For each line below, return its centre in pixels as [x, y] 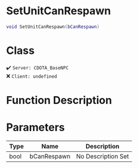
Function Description [59, 100]
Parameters [36, 127]
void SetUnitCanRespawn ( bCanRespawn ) [53, 27]
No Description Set [103, 156]
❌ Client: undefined [32, 76]
